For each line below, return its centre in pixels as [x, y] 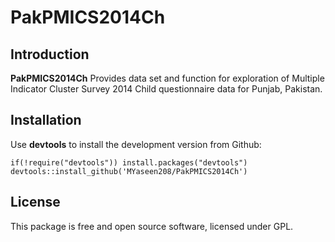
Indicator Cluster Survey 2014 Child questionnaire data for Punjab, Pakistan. [166, 89]
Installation [46, 120]
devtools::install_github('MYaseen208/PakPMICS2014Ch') [129, 171]
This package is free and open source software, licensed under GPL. [152, 226]
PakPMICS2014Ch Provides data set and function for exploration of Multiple [167, 78]
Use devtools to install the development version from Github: [136, 144]
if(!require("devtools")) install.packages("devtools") [129, 162]
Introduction [50, 54]
